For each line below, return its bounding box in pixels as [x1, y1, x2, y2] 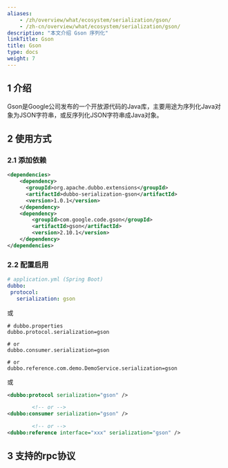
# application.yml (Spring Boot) [7, 276, 104, 283]
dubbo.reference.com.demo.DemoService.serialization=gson [7, 364, 178, 372]
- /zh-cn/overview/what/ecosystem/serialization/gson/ [19, 23, 181, 30]
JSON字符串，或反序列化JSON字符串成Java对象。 [19, 111, 163, 119]
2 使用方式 [7, 133, 52, 144]
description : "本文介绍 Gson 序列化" [7, 29, 108, 37]
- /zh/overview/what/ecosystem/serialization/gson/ [19, 17, 171, 24]
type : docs [7, 49, 39, 56]
